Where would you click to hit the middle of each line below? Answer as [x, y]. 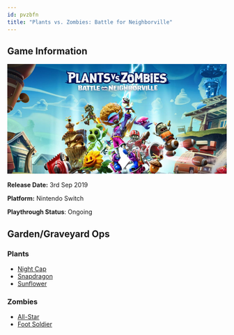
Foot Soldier [34, 325]
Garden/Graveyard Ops [58, 234]
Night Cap [32, 269]
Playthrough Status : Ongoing [50, 212]
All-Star [28, 317]
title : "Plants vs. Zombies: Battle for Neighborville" [90, 22]
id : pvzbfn [23, 15]
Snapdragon [35, 276]
